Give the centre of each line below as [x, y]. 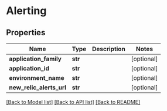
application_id [29, 68]
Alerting [26, 11]
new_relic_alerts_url [38, 88]
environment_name [37, 78]
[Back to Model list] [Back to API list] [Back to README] [73, 102]
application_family [35, 59]
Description [109, 49]
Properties [26, 33]
